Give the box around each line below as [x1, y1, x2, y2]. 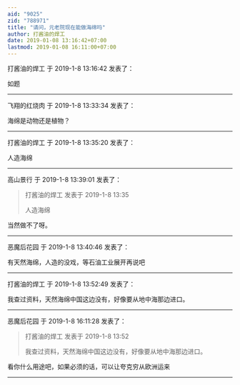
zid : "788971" [7, 17, 50, 24]
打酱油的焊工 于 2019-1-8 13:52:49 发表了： [7, 280, 136, 288]
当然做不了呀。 [7, 221, 51, 229]
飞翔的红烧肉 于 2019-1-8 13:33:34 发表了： [7, 101, 136, 109]
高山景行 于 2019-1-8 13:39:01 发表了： [7, 176, 121, 184]
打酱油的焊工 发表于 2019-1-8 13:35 [24, 191, 129, 199]
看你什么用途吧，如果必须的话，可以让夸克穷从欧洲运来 [7, 362, 170, 371]
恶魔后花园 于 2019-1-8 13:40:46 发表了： [7, 243, 130, 251]
